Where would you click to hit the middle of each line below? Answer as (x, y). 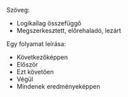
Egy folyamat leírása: (36, 44)
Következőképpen (42, 57)
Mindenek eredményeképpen (58, 86)
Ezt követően (35, 72)
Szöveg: (18, 10)
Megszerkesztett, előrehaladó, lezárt (69, 31)
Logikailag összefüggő (49, 23)
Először (27, 64)
